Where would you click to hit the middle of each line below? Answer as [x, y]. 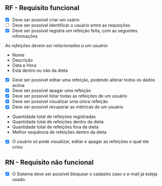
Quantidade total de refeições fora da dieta [55, 127]
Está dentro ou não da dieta [40, 70]
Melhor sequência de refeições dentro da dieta [59, 132]
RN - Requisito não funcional [49, 162]
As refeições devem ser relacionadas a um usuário [57, 45]
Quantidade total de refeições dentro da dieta [58, 122]
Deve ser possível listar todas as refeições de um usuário [70, 96]
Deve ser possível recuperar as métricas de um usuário [68, 107]
